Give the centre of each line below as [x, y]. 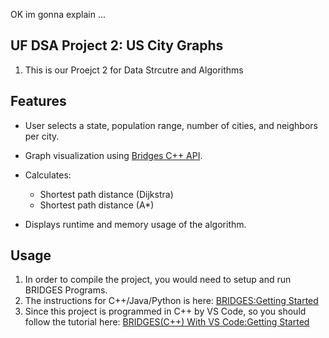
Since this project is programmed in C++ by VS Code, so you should [165, 311]
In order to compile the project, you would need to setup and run [158, 280]
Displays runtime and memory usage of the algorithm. [135, 224]
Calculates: [48, 175]
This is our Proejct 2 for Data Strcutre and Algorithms [134, 70]
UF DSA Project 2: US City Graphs [117, 45]
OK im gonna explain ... [58, 14]
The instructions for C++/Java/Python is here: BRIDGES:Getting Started [171, 301]
